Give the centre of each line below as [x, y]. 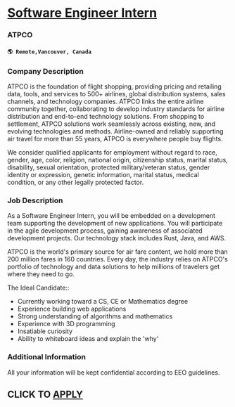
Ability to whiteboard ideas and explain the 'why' [88, 339]
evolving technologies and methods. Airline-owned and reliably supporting [115, 131]
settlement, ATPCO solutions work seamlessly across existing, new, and [112, 124]
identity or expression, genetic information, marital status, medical [103, 175]
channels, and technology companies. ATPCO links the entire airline [106, 101]
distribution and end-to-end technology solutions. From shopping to [106, 116]
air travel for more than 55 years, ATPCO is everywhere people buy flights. [115, 139]
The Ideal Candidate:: [38, 288]
